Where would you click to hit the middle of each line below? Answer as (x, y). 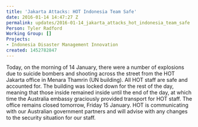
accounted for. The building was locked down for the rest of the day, (90, 86)
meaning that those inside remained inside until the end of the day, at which (99, 92)
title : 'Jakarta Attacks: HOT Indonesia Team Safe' (71, 12)
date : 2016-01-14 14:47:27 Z (42, 17)
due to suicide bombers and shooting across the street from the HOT (91, 73)
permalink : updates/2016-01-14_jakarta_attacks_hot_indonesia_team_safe (98, 23)
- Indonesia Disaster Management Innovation (62, 45)
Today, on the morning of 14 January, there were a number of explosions (95, 67)
